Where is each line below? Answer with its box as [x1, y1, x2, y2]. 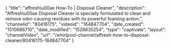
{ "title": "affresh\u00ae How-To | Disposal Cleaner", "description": [5, 5, 146, 11]
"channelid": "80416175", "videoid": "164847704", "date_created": [5, 21, 145, 27]
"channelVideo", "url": [5, 32, 52, 38]
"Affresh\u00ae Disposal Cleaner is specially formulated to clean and [5, 10, 151, 16]
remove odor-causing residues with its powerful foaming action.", [5, 16, 143, 21]
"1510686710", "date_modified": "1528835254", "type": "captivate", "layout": [5, 27, 166, 33]
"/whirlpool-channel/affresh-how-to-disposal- [53, 32, 151, 38]
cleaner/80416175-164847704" [5, 37, 71, 43]
